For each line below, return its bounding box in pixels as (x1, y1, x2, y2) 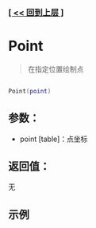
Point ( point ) (8, 87, 52, 95)
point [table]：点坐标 (19, 134, 88, 143)
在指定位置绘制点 (27, 64, 84, 73)
